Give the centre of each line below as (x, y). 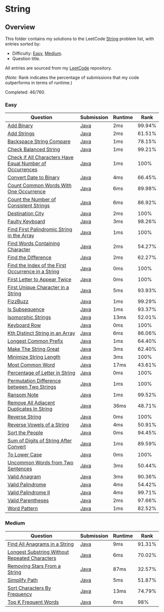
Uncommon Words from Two (41, 463)
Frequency (20, 594)
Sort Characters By (29, 588)
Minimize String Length (34, 357)
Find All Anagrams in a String (41, 544)
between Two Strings (32, 387)
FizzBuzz (18, 301)
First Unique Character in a (38, 288)
